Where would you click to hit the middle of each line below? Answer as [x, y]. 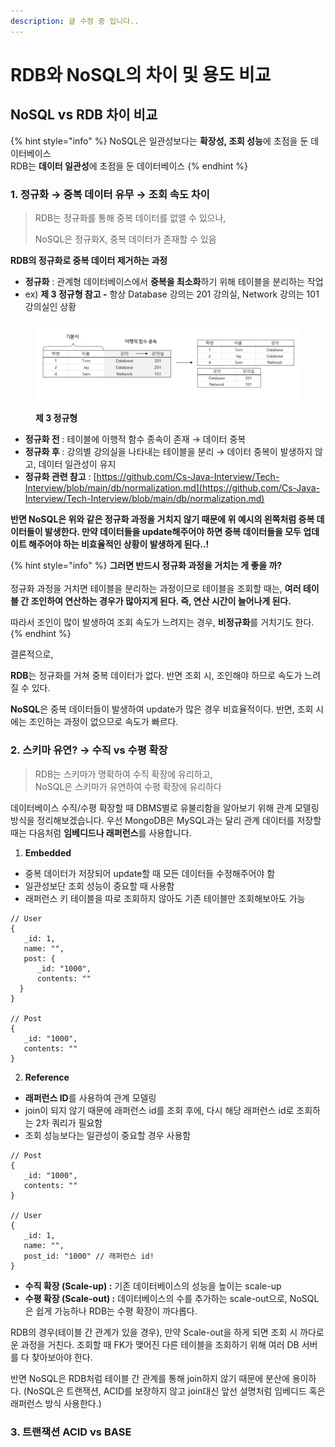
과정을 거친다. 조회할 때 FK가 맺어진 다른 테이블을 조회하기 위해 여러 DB [160, 1344]
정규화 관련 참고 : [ [60, 477]
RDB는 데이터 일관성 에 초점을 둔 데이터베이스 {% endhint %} [129, 166]
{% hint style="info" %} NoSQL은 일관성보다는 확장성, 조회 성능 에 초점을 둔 [159, 141]
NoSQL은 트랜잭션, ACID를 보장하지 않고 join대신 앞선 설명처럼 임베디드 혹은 [176, 1391]
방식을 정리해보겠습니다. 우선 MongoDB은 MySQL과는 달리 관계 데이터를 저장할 [166, 820]
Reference [47, 1077]
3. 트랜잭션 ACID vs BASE [71, 1432]
